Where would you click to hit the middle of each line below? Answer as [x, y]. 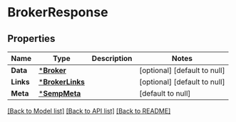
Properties [31, 39]
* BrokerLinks [62, 82]
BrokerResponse [58, 12]
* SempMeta [60, 93]
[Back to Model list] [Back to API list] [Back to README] [89, 111]
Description [112, 59]
